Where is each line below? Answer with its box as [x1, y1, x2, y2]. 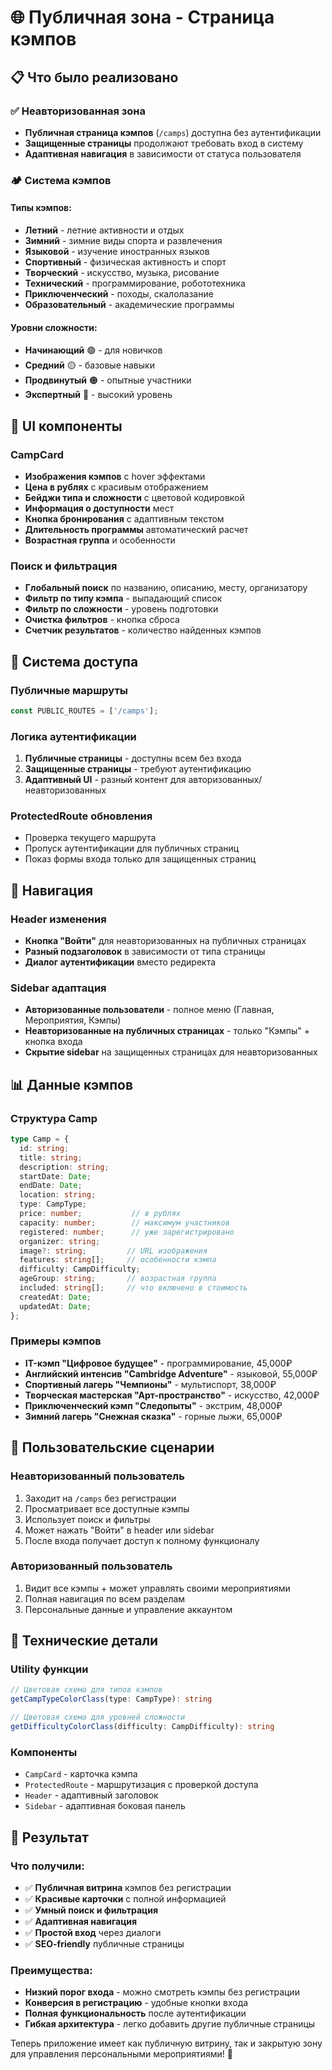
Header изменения [10, 912, 107, 926]
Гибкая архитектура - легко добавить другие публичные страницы [24, 2018, 316, 2030]
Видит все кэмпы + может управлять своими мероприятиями [24, 1582, 291, 1594]
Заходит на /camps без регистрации [24, 1492, 177, 1504]
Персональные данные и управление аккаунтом [24, 1603, 233, 1615]
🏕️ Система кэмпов [10, 173, 112, 187]
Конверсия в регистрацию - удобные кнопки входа [24, 1997, 249, 2009]
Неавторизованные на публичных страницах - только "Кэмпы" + [24, 1025, 311, 1037]
